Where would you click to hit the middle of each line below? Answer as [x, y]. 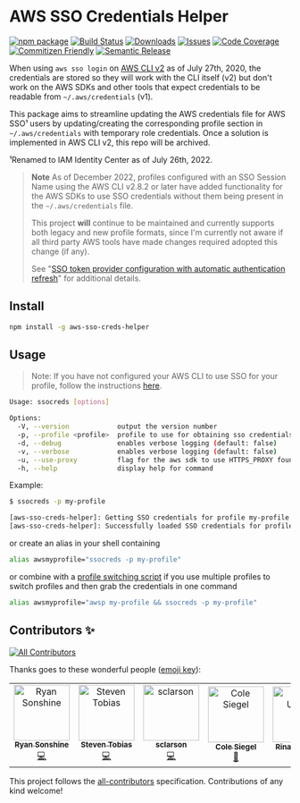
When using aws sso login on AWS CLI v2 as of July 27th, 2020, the [135, 68]
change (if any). [60, 251]
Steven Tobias [106, 745]
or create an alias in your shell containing [85, 544]
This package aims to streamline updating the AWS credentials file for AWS [147, 114]
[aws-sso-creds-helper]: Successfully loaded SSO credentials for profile [151, 526]
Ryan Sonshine [42, 745]
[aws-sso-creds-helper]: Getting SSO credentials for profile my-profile [150, 518]
